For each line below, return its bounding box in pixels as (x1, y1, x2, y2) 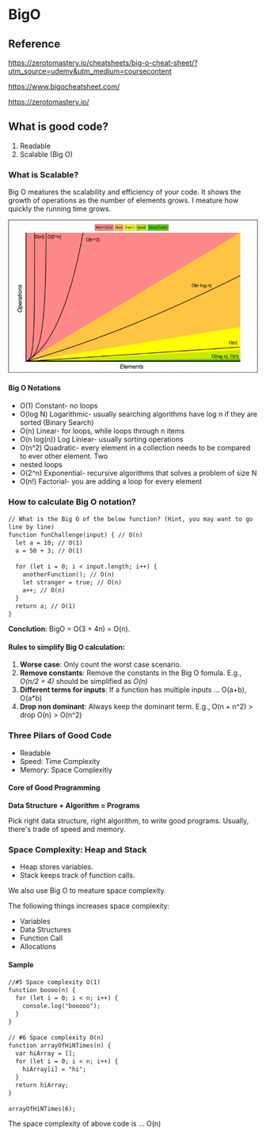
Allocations (19, 942, 57, 952)
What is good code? (8, 120, 109, 134)
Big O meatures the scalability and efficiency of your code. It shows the (8, 188, 241, 197)
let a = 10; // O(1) (15, 539, 83, 547)
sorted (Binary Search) (19, 417, 94, 427)
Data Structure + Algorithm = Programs (8, 800, 140, 810)
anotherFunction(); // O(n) (22, 571, 115, 579)
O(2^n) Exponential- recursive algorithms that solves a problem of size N (19, 468, 257, 477)
